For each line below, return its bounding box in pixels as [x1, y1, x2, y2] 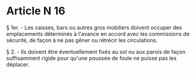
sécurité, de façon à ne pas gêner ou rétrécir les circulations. [6, 36, 158, 44]
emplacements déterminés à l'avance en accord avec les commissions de [6, 30, 190, 37]
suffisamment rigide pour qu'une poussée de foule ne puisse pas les [6, 54, 177, 61]
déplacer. [6, 61, 30, 68]
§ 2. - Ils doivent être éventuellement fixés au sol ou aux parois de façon [6, 48, 186, 55]
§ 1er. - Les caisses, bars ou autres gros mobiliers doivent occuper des [6, 24, 182, 31]
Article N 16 [6, 4, 66, 18]
